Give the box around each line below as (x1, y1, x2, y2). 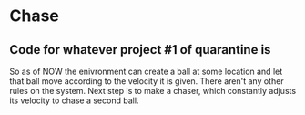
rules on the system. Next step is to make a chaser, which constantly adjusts (9, 86, 297, 96)
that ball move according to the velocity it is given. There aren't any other (9, 76, 284, 87)
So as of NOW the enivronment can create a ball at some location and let (9, 66, 283, 77)
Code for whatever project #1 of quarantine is (9, 42, 271, 57)
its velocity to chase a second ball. (9, 95, 139, 106)
